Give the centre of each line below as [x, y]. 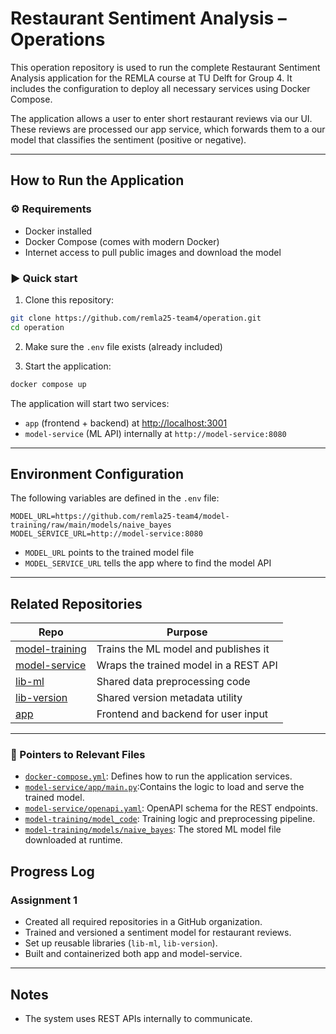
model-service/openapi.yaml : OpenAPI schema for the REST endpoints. [171, 808]
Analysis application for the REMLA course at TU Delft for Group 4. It [151, 78]
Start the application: [68, 366]
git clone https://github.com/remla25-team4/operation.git [136, 318]
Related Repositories [76, 603]
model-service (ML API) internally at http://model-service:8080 [155, 433]
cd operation [37, 327]
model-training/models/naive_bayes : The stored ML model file [153, 829]
